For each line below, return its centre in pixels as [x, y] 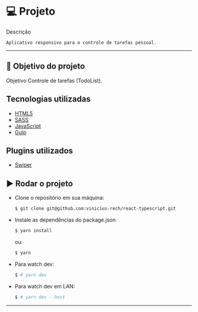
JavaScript [28, 126]
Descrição [19, 32]
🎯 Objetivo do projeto [46, 66]
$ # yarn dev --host [40, 297]
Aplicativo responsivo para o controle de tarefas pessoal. [82, 43]
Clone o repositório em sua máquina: [59, 198]
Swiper [23, 165]
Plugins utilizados [40, 150]
